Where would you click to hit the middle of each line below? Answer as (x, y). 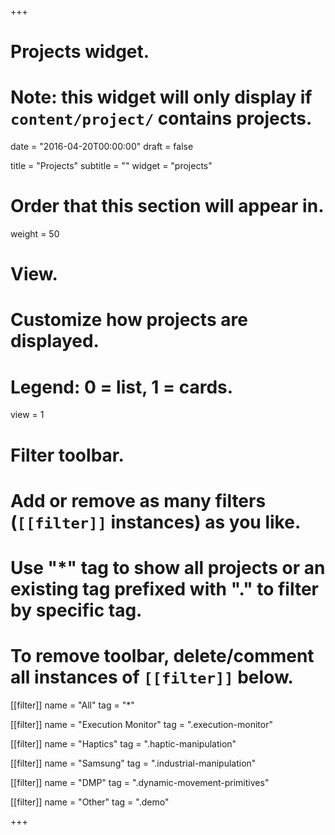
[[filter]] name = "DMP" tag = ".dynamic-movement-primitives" (140, 782)
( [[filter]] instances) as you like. (156, 522)
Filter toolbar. (67, 455)
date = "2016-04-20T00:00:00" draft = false (102, 147)
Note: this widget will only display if (161, 97)
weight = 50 (35, 234)
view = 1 (27, 415)
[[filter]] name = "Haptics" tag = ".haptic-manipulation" (123, 743)
